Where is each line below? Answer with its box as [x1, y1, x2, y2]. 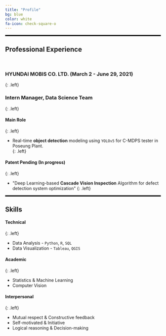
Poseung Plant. [12, 142, 43, 149]
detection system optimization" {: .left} [12, 186, 91, 192]
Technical [5, 219, 26, 225]
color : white [5, 16, 32, 21]
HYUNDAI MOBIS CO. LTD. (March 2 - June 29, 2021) [5, 70, 133, 77]
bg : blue [5, 12, 23, 17]
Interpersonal [5, 294, 34, 300]
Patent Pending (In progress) [5, 159, 66, 165]
